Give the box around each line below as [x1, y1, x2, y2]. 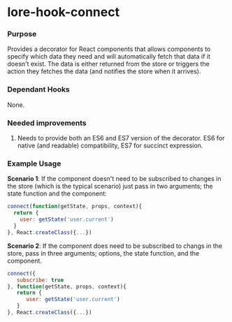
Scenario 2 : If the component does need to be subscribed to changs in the [7, 242, 222, 250]
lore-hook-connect [7, 4, 120, 20]
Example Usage [7, 159, 61, 168]
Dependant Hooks [7, 85, 70, 94]
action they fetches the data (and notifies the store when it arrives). [7, 67, 201, 75]
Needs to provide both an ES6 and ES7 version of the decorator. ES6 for [17, 134, 225, 142]
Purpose [7, 29, 37, 39]
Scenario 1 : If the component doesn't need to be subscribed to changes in [7, 175, 222, 183]
